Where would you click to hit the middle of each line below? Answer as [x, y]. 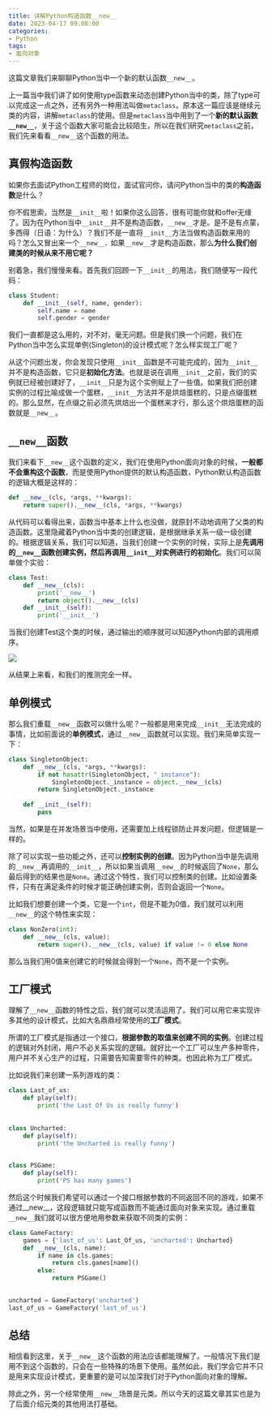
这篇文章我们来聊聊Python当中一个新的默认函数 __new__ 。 [104, 78]
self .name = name [66, 311]
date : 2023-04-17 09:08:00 [54, 24]
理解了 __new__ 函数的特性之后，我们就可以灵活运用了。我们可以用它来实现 [131, 1010]
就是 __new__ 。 [39, 413]
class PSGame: [32, 1166]
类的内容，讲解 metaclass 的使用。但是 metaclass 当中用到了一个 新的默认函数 [133, 115]
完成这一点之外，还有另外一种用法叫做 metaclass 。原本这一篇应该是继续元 [138, 105]
